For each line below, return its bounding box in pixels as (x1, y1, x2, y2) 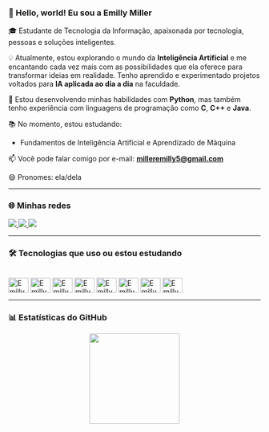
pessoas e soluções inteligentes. (8, 38, 116, 47)
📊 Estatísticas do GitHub (8, 312, 107, 323)
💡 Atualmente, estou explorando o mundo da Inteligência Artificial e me (8, 53, 247, 63)
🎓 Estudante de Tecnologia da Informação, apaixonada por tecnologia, (8, 26, 244, 35)
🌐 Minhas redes (8, 200, 71, 211)
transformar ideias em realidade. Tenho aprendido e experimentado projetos (8, 71, 260, 80)
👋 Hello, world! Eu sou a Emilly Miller (8, 7, 152, 18)
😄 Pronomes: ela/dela (8, 173, 82, 182)
